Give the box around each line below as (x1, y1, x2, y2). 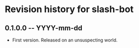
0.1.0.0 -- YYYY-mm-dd (5, 24, 83, 32)
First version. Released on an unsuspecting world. (12, 37, 118, 43)
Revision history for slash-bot (5, 4, 134, 15)
